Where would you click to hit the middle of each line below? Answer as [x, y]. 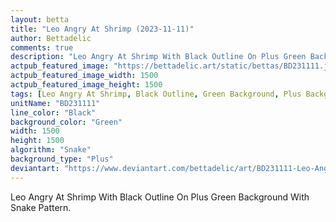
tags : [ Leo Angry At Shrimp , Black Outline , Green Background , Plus [156, 94]
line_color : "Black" [53, 112]
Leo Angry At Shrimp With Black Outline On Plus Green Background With [160, 197]
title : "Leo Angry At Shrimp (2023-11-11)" [102, 29]
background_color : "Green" [66, 122]
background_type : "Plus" [62, 159]
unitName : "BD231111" [55, 103]
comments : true [42, 47]
